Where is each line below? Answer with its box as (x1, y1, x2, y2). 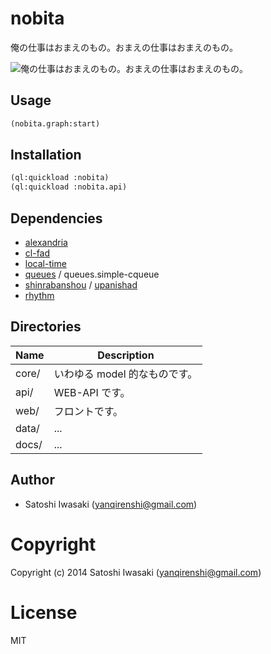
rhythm (24, 290, 55, 301)
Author (10, 472, 55, 489)
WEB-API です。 (53, 385, 131, 399)
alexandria (24, 237, 68, 248)
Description (97, 348, 155, 362)
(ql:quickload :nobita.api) (10, 182, 128, 192)
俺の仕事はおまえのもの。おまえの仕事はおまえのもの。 (10, 41, 238, 53)
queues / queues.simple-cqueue (24, 268, 160, 280)
